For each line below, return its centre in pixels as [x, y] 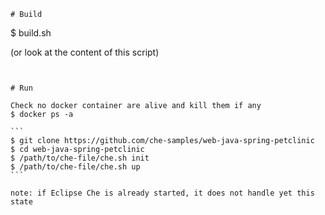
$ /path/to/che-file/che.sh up [75, 167]
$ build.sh [31, 33]
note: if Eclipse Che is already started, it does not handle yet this [162, 193]
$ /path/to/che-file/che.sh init [80, 158]
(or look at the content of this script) [85, 52]
